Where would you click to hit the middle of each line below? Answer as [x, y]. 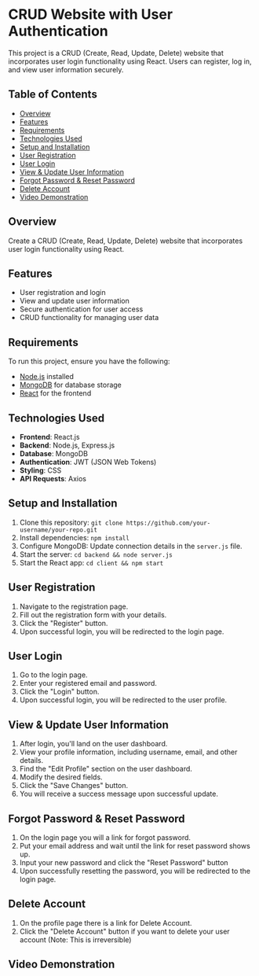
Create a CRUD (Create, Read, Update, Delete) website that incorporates [126, 241]
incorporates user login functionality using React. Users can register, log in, [130, 61]
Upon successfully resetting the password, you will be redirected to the [135, 871]
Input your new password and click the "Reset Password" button [124, 863]
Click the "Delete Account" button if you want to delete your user [124, 931]
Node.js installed [47, 377]
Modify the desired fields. [61, 777]
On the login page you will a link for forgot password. [105, 838]
